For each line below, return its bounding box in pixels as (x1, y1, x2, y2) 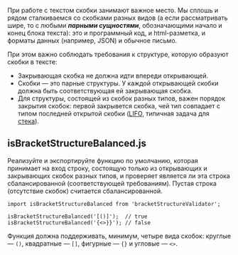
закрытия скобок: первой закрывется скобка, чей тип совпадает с (17, 102, 220, 110)
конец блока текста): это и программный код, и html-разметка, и (7, 28, 206, 37)
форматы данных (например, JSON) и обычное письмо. (7, 36, 178, 45)
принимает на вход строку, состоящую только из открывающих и (7, 164, 207, 172)
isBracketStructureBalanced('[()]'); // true (7, 213, 148, 220)
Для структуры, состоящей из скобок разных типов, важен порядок (17, 94, 226, 103)
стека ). (17, 117, 39, 125)
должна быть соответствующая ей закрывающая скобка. (17, 87, 193, 95)
